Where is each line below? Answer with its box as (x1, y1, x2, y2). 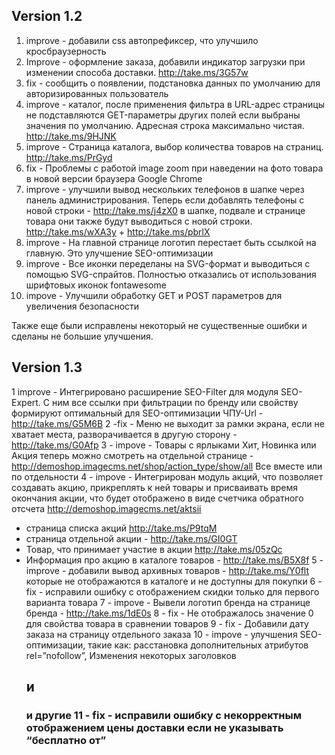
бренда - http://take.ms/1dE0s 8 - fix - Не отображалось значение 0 (25, 607, 314, 619)
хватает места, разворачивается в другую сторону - (11, 428, 238, 440)
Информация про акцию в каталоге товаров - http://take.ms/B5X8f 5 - (25, 554, 324, 566)
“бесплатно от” (25, 733, 107, 747)
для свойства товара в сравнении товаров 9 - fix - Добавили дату (25, 617, 309, 629)
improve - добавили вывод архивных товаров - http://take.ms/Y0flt (25, 564, 310, 576)
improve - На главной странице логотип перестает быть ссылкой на (25, 236, 317, 248)
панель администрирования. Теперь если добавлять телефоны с (25, 194, 305, 206)
